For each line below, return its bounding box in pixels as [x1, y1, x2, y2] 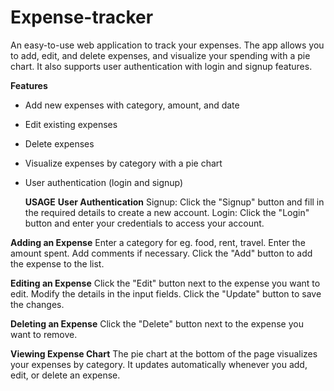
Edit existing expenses [24, 118, 118, 130]
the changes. [10, 298, 65, 310]
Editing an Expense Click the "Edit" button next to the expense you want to [10, 277, 321, 289]
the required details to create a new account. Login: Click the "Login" [24, 206, 310, 218]
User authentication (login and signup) [24, 176, 184, 188]
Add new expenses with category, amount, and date [24, 99, 240, 111]
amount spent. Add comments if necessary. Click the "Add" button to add [10, 247, 313, 259]
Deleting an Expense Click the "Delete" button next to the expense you [10, 317, 304, 330]
